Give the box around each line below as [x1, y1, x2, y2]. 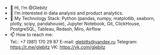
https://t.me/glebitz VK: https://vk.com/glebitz [10, 44, 106, 50]
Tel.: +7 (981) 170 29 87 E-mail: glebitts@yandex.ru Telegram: [10, 39, 138, 44]
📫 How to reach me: [10, 31, 53, 37]
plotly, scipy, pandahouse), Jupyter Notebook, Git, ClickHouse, [10, 20, 141, 26]
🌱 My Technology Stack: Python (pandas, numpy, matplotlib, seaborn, [10, 15, 155, 21]
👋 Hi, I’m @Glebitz [10, 5, 48, 10]
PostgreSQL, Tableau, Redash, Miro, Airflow [10, 26, 101, 32]
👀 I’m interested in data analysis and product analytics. [10, 10, 124, 16]
